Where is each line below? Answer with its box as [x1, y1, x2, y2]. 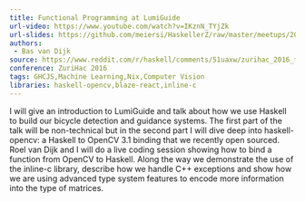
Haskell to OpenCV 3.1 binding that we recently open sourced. [48, 134, 280, 145]
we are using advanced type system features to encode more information [9, 173, 284, 184]
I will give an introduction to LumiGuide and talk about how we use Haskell [9, 105, 288, 116]
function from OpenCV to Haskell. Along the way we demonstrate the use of [9, 153, 294, 164]
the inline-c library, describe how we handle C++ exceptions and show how [9, 163, 292, 174]
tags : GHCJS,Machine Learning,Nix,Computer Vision [9, 72, 205, 82]
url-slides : [9, 30, 54, 39]
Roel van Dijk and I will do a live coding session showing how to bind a [9, 144, 272, 155]
